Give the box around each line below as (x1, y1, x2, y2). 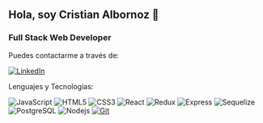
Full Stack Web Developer (8, 32, 112, 43)
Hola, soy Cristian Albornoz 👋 (8, 8, 159, 22)
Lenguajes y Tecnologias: (8, 81, 94, 91)
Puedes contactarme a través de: (8, 50, 120, 60)
